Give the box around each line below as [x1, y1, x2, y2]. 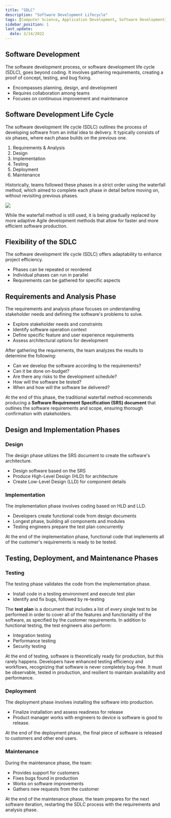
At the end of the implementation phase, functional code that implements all [5, 534, 164, 540]
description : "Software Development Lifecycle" [5, 12, 108, 17]
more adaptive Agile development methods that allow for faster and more [5, 217, 159, 223]
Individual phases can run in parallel [12, 272, 89, 278]
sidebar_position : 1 [5, 21, 49, 27]
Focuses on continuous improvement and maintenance [12, 95, 128, 101]
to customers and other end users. [5, 735, 78, 741]
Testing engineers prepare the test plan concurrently [12, 524, 124, 530]
